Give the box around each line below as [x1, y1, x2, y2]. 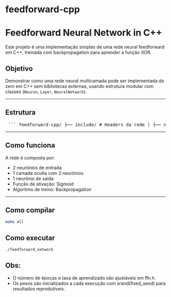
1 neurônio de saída [12, 175, 54, 181]
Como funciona [5, 141, 55, 150]
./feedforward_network [5, 247, 53, 253]
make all [5, 219, 24, 224]
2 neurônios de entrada [12, 165, 62, 171]
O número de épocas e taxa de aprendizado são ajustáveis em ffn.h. [12, 275, 156, 281]
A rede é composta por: [5, 154, 55, 161]
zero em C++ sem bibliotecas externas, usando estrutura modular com [5, 83, 154, 89]
